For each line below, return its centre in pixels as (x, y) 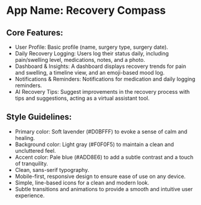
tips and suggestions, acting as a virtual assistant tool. (82, 98)
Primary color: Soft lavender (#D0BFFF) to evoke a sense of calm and (101, 131)
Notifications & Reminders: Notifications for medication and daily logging (105, 79)
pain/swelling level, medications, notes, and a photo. (80, 60)
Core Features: (35, 33)
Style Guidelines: (39, 117)
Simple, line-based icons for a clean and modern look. (82, 182)
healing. (25, 138)
